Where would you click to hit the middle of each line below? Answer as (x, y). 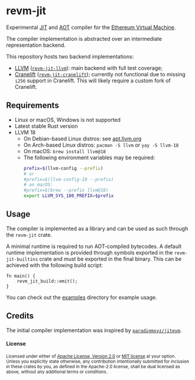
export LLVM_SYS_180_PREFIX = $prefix (69, 196)
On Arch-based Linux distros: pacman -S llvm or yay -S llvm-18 (101, 145)
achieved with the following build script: (55, 265)
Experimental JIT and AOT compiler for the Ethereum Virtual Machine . (91, 27)
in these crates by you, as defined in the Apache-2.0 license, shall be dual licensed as (93, 366)
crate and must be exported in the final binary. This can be (110, 259)
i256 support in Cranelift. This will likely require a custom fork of (93, 80)
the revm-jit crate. (29, 234)
